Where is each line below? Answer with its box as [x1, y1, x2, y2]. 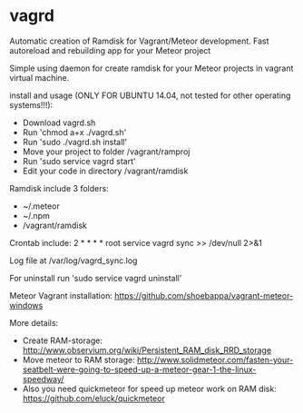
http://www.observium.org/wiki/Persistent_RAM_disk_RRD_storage [22, 344, 272, 355]
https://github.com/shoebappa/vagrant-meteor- [114, 290, 294, 300]
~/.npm [22, 210, 50, 221]
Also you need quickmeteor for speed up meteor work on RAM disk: [22, 383, 277, 394]
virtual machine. [9, 72, 70, 83]
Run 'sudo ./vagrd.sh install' [22, 136, 128, 147]
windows [9, 300, 44, 310]
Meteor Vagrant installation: [9, 290, 113, 300]
